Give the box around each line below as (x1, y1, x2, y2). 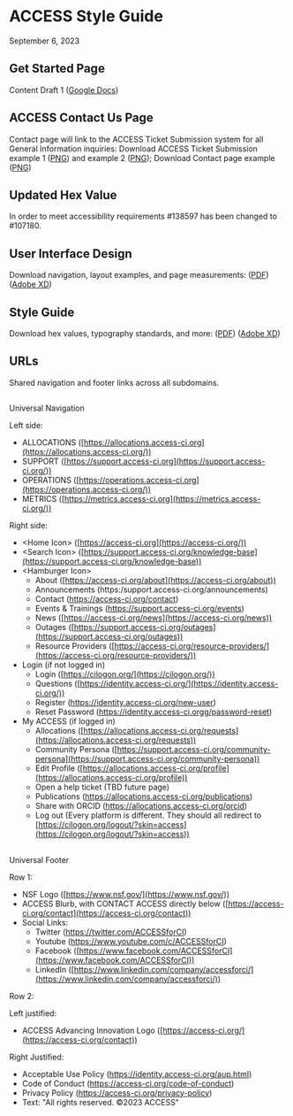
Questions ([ (34, 679, 81, 689)
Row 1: (9, 872, 34, 882)
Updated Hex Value (9, 188, 117, 203)
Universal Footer (9, 854, 70, 865)
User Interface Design (9, 246, 132, 261)
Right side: (9, 520, 49, 531)
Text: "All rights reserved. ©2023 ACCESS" (21, 1097, 179, 1107)
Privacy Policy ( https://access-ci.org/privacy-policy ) (21, 1087, 213, 1098)
